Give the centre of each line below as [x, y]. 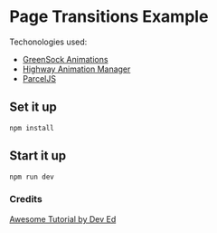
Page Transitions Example [109, 17]
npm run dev [32, 177]
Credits [26, 199]
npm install [32, 128]
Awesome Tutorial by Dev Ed [63, 218]
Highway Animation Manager [76, 69]
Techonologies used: [48, 42]
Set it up [33, 107]
